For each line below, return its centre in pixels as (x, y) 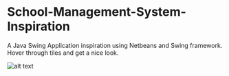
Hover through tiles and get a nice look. (63, 53)
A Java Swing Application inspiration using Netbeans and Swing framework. (115, 45)
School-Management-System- (97, 12)
